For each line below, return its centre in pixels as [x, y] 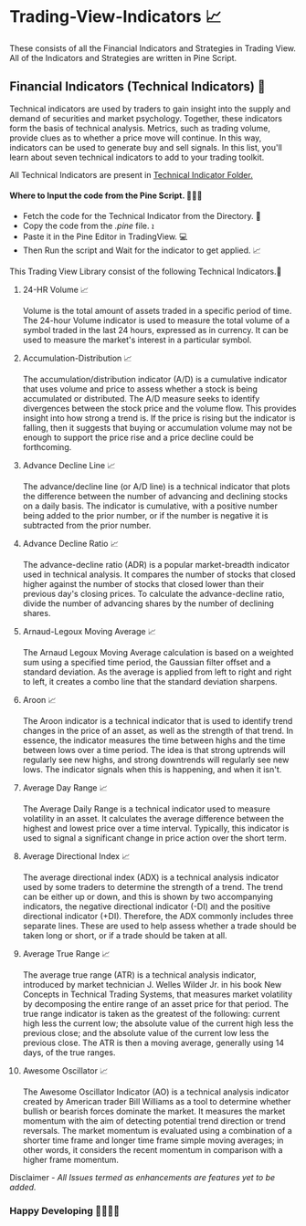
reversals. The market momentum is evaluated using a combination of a [157, 1130]
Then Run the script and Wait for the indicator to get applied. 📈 [142, 250]
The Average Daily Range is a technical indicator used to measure [147, 809]
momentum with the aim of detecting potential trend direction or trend [154, 1121]
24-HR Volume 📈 [56, 289]
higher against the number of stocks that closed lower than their [143, 583]
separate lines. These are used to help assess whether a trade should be [159, 926]
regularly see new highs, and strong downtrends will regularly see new [156, 760]
